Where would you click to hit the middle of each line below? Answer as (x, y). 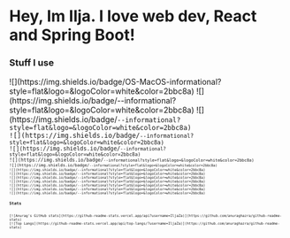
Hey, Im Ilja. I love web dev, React (133, 16)
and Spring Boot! (72, 35)
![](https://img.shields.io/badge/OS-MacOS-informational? (115, 82)
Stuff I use (32, 63)
